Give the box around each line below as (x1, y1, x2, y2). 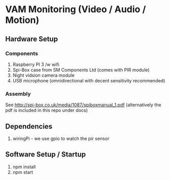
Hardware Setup (5, 35, 58, 43)
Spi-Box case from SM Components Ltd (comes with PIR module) (12, 67, 150, 73)
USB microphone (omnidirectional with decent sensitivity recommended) (12, 77, 165, 83)
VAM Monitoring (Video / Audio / (5, 4, 146, 15)
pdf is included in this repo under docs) (5, 107, 88, 113)
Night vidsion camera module (12, 72, 75, 78)
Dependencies (5, 122, 52, 131)
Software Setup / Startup (5, 150, 86, 159)
